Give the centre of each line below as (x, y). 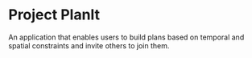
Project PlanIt (54, 15)
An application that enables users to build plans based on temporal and (126, 37)
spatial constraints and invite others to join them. (89, 45)
